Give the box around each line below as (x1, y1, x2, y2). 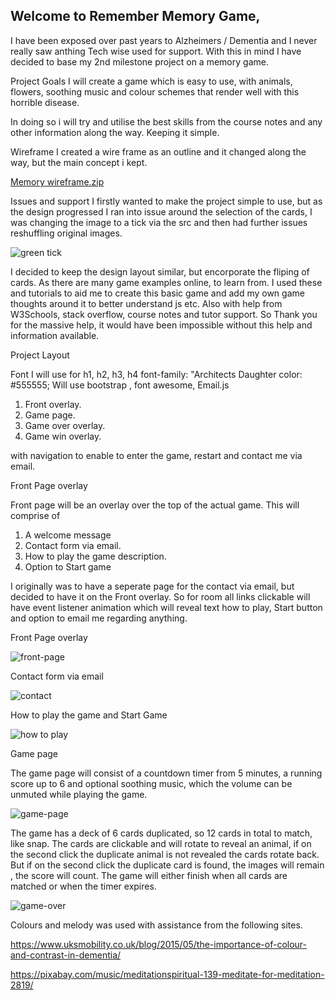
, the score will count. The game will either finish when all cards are (10, 869, 288, 881)
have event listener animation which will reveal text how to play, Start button (10, 601, 323, 613)
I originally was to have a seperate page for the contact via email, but (10, 580, 295, 592)
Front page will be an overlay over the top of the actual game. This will (10, 499, 300, 511)
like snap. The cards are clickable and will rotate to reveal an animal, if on (10, 837, 312, 849)
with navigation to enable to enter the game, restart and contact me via (10, 449, 303, 461)
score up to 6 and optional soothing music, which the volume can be (10, 777, 293, 789)
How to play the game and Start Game (10, 709, 168, 721)
